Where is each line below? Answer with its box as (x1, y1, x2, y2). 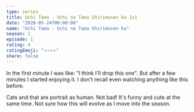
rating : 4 (6, 42, 31, 48)
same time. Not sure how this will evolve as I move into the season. (6, 99, 171, 107)
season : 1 (6, 31, 31, 37)
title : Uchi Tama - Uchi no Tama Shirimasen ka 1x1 (6, 14, 137, 20)
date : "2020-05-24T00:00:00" (6, 20, 79, 26)
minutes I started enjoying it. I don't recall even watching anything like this (6, 76, 188, 83)
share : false (6, 53, 39, 59)
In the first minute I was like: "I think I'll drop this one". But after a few (6, 69, 176, 76)
